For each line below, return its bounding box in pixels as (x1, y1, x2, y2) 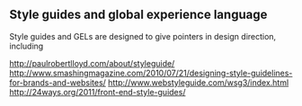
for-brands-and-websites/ (9, 76, 106, 88)
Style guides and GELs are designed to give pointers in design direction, (9, 31, 277, 41)
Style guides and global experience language (9, 7, 268, 22)
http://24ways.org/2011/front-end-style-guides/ (9, 86, 186, 97)
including (9, 40, 44, 51)
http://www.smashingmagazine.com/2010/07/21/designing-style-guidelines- (9, 67, 293, 78)
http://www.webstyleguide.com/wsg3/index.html (107, 76, 289, 88)
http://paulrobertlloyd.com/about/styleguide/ (9, 57, 175, 68)
